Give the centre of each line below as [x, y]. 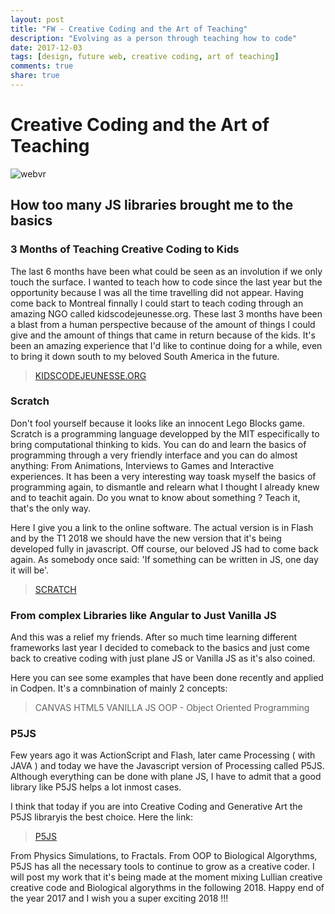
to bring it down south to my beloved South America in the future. [145, 356]
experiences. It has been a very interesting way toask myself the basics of [163, 476]
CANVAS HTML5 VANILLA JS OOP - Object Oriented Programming [172, 708]
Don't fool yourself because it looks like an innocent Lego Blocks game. [158, 423]
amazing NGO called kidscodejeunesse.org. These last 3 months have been [166, 313]
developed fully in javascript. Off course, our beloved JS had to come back [164, 548]
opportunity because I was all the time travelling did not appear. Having [157, 292]
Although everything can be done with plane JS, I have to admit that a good [166, 777]
